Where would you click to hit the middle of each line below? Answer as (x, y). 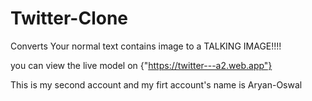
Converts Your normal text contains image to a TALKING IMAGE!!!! (146, 46)
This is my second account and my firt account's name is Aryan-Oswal (156, 84)
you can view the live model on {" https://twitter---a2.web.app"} (141, 65)
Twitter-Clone (69, 18)
